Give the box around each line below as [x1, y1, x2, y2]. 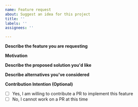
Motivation [5, 53, 28, 59]
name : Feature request [5, 7, 51, 12]
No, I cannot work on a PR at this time [12, 96, 88, 102]
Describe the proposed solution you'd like [5, 62, 92, 68]
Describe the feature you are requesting [5, 43, 88, 49]
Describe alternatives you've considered [5, 72, 90, 78]
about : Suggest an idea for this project [5, 12, 91, 17]
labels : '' [5, 21, 27, 26]
